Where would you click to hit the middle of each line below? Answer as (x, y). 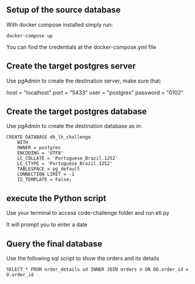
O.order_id (20, 275)
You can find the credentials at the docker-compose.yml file (81, 47)
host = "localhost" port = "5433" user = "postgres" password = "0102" (95, 92)
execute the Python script (56, 198)
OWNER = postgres (39, 148)
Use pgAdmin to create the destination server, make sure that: (84, 81)
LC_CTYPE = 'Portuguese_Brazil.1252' (65, 164)
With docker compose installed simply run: (60, 24)
